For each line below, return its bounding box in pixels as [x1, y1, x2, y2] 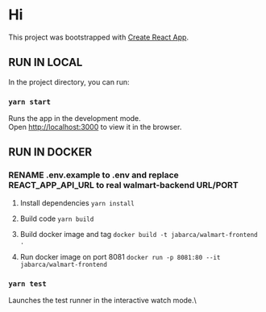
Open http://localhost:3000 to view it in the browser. [8, 123, 182, 132]
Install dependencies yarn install [19, 198, 135, 207]
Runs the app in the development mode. [8, 114, 141, 123]
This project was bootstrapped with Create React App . [8, 32, 189, 42]
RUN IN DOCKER [8, 145, 93, 159]
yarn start [8, 97, 51, 106]
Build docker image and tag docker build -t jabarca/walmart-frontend [19, 229, 258, 239]
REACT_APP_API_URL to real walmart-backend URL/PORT [8, 180, 239, 191]
